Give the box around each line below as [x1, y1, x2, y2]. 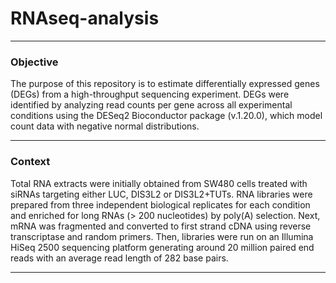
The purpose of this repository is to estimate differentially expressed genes [10, 78, 320, 90]
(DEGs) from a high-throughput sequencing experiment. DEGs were [10, 88, 290, 101]
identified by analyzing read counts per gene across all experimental [10, 99, 293, 111]
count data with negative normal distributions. [10, 120, 200, 132]
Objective [10, 55, 59, 69]
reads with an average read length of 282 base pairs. [10, 252, 229, 264]
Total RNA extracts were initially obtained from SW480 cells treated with [10, 177, 308, 189]
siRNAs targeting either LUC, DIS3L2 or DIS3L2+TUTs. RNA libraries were [10, 188, 313, 200]
